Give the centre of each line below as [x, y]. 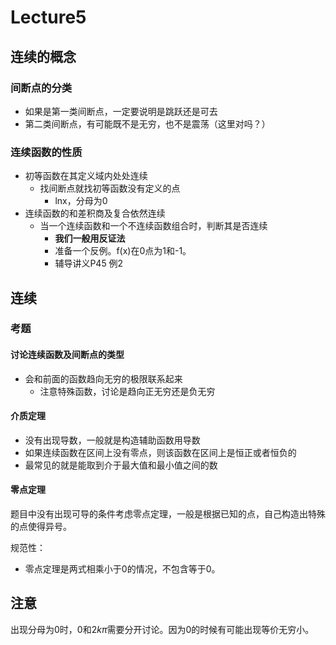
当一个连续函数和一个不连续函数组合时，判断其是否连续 [153, 226]
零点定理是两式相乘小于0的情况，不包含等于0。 [122, 569]
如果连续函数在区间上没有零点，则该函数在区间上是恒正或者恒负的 [160, 452]
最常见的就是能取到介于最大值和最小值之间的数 [121, 465]
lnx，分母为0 [81, 201]
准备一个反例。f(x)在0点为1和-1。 [123, 251]
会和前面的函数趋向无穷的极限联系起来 [103, 378]
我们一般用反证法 [90, 238]
